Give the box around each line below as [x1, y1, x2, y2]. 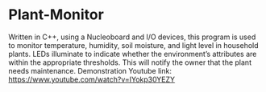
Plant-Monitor [8, 6, 105, 24]
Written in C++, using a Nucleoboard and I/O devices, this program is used [8, 32, 256, 42]
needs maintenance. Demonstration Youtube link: [8, 66, 172, 75]
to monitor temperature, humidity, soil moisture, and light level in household [8, 40, 260, 50]
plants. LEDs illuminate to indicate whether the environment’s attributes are [8, 49, 257, 58]
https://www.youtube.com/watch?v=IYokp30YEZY [8, 74, 176, 84]
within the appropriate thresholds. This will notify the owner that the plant [8, 58, 252, 67]
